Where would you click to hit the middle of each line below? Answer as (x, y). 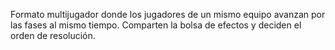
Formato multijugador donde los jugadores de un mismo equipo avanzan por (168, 14)
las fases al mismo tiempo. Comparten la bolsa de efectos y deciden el (156, 25)
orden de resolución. (53, 35)
